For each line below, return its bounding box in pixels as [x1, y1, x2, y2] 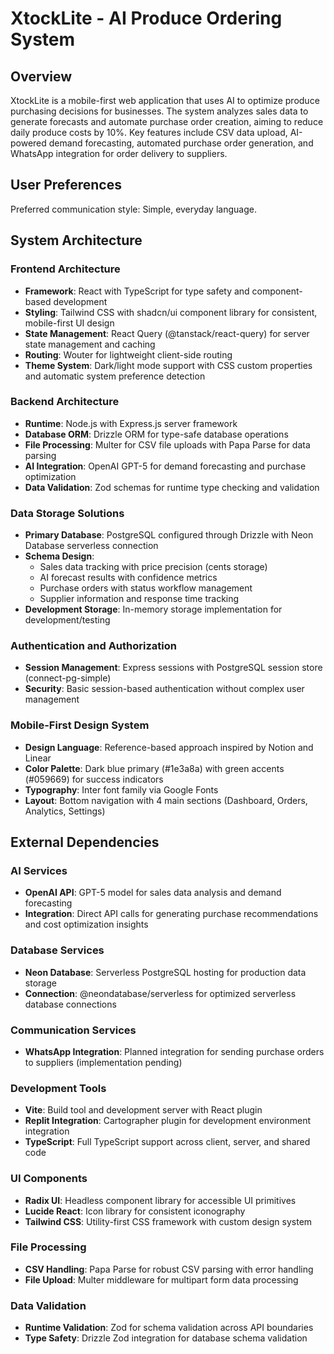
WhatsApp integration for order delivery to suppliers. [10, 148, 228, 159]
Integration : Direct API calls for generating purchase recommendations [24, 908, 319, 920]
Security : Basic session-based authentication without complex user [24, 683, 305, 695]
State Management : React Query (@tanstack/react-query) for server [24, 327, 310, 339]
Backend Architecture [10, 395, 120, 409]
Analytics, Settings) [24, 805, 106, 817]
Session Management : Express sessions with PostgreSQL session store [24, 662, 323, 674]
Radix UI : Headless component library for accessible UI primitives [24, 1194, 297, 1206]
